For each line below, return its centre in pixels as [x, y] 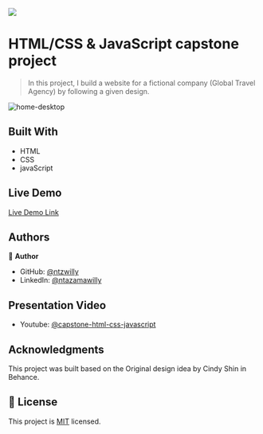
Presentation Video [57, 305]
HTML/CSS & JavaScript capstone [124, 44]
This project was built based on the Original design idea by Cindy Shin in [128, 369]
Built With [33, 132]
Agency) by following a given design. [88, 91]
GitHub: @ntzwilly [49, 272]
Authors [29, 237]
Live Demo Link [34, 212]
